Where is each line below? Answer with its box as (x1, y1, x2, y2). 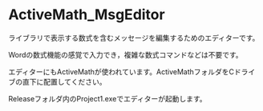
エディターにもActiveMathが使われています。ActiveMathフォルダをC (8, 66, 235, 77)
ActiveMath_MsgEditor (8, 6, 166, 24)
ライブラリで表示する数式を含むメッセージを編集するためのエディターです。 (8, 33, 260, 42)
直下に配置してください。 (22, 77, 107, 86)
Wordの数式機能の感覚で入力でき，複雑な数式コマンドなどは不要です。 (8, 50, 243, 59)
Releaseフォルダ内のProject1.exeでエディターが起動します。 (8, 93, 207, 103)
